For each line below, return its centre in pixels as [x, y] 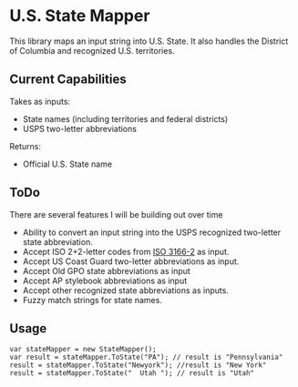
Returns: [26, 146]
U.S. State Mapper [80, 16]
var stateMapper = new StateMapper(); [83, 350]
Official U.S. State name [67, 164]
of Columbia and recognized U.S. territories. [92, 50]
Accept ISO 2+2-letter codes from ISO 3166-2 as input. [126, 251]
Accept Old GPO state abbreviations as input [107, 270]
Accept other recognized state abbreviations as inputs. [126, 290]
